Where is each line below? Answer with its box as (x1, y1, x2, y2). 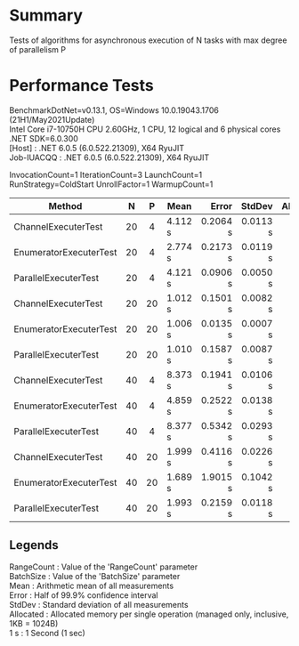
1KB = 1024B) (9, 618, 59, 628)
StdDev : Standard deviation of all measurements (9, 599, 189, 610)
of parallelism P (9, 44, 67, 54)
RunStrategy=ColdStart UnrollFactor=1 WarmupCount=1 (9, 179, 214, 190)
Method (48, 199, 83, 212)
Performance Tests (9, 76, 154, 96)
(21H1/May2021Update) (9, 114, 95, 125)
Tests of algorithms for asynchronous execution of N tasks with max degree (9, 35, 287, 45)
